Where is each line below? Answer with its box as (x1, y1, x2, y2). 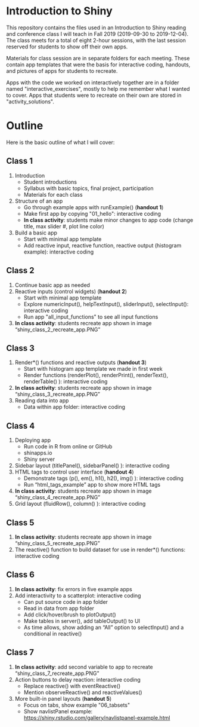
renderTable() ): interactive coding (23, 378, 108, 385)
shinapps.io (23, 450, 52, 457)
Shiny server (23, 456, 55, 463)
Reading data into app (14, 397, 69, 404)
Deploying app (14, 436, 51, 444)
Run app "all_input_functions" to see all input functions (23, 313, 158, 320)
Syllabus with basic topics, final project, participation (23, 184, 154, 192)
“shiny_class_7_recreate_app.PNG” (14, 670, 99, 677)
